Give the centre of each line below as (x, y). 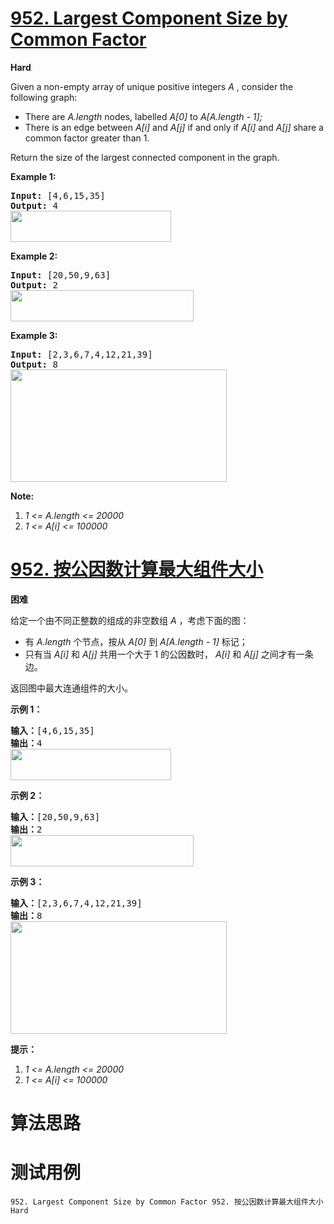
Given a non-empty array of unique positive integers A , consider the (152, 86)
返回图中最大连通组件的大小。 (71, 688)
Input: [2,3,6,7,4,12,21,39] (81, 354)
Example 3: (34, 335)
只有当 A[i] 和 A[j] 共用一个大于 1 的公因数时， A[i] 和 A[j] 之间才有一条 (169, 654)
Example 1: (33, 176)
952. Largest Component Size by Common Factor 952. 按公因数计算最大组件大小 (167, 1202)
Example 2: (34, 256)
